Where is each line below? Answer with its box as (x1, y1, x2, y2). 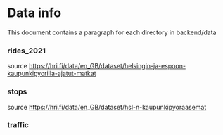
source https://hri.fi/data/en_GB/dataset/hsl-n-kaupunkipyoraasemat (7, 103, 207, 111)
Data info (7, 5, 62, 21)
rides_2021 (7, 46, 46, 56)
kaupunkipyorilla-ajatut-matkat (7, 69, 96, 78)
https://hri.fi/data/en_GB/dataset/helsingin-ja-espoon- (29, 62, 186, 70)
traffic (7, 120, 30, 130)
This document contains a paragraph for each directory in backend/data (7, 28, 217, 37)
